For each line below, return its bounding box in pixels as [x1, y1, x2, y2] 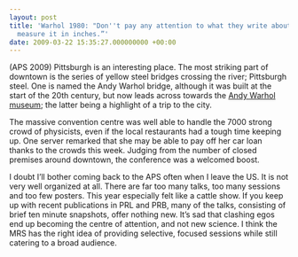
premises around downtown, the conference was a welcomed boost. [9, 154, 260, 165]
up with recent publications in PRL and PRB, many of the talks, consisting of [9, 200, 286, 211]
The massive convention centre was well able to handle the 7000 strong [9, 117, 272, 128]
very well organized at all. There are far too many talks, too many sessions [9, 181, 281, 191]
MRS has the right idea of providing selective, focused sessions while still [9, 228, 278, 239]
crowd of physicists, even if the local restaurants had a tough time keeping [9, 126, 282, 137]
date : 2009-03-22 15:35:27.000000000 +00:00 [9, 37, 176, 47]
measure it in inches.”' [17, 29, 109, 38]
